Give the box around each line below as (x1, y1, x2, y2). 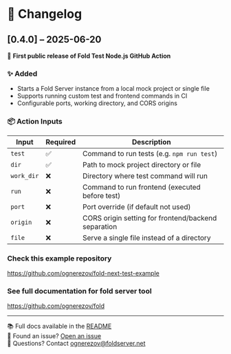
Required (45, 137, 76, 146)
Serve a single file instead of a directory (82, 233, 211, 243)
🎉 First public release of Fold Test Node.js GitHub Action (7, 52, 171, 60)
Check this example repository (7, 254, 112, 263)
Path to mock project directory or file (82, 159, 201, 169)
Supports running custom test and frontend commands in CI (16, 92, 188, 100)
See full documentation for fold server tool (7, 286, 153, 296)
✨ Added (7, 69, 38, 78)
